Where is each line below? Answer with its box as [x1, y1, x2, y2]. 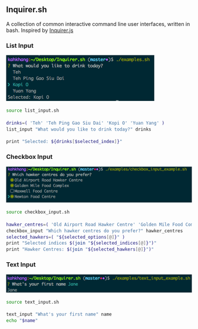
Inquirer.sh [6, 5, 47, 15]
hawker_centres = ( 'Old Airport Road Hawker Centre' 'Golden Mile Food [6, 221, 183, 227]
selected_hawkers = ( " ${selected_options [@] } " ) [6, 234, 126, 240]
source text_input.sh [6, 299, 60, 305]
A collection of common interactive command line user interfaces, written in [6, 20, 190, 27]
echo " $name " [6, 318, 38, 324]
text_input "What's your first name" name [6, 311, 112, 318]
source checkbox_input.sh [6, 209, 70, 215]
